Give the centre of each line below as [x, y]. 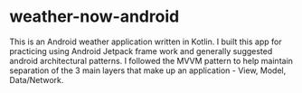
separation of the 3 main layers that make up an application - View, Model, [148, 70]
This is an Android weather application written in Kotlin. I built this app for [146, 42]
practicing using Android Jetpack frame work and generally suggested [141, 51]
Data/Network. [37, 79]
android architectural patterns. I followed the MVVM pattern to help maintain [151, 60]
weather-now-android [94, 17]
